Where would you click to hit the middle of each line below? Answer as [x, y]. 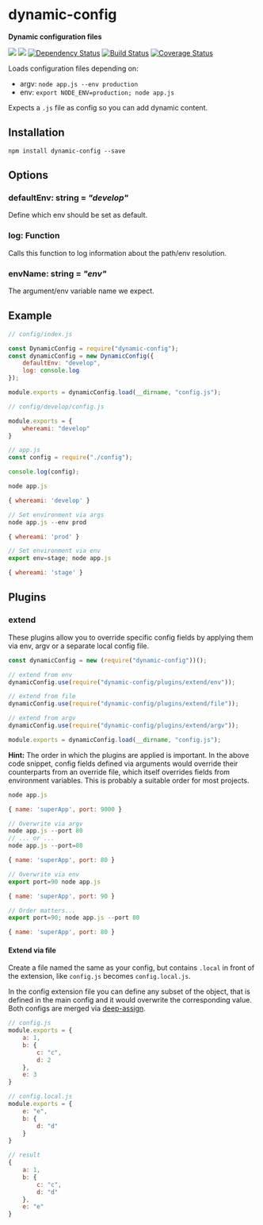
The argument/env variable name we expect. [81, 291]
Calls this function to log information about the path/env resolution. [118, 253]
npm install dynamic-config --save [67, 151]
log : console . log [51, 371]
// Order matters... [42, 910]
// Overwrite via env [44, 874]
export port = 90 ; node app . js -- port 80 [74, 918]
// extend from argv [42, 718]
